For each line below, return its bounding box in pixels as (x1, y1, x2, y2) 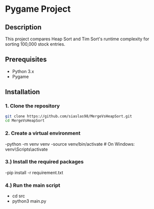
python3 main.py (12, 198, 46, 204)
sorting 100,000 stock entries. (5, 41, 66, 47)
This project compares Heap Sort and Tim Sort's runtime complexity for (5, 36, 150, 42)
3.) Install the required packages (5, 158, 84, 165)
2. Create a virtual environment (5, 130, 81, 137)
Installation (5, 88, 40, 96)
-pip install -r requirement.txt (5, 169, 64, 175)
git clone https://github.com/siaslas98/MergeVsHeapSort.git (5, 114, 132, 119)
